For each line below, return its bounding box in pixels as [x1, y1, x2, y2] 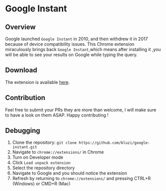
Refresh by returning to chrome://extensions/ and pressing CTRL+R [12, 176, 151, 182]
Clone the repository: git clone [12, 139, 77, 145]
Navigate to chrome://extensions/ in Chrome [12, 149, 104, 155]
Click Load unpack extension [12, 160, 71, 166]
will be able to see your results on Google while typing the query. [5, 52, 138, 58]
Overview [5, 23, 36, 31]
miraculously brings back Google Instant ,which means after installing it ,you [5, 47, 161, 52]
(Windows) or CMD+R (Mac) [12, 181, 71, 187]
